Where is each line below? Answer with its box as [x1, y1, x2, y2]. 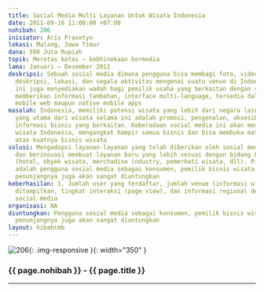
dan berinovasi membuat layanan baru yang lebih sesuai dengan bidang [15, 150, 251, 158]
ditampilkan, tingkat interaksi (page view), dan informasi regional [15, 187, 247, 195]
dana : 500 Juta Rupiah [8, 48, 82, 56]
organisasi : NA [8, 201, 58, 209]
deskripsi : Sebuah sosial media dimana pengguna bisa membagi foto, [8, 70, 237, 78]
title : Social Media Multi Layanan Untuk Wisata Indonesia [8, 11, 206, 20]
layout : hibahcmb [8, 224, 65, 232]
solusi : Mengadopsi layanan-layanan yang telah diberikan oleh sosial [8, 143, 244, 151]
